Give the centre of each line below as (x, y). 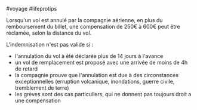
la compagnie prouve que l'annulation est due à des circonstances (97, 75)
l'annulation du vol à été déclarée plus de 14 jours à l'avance (89, 56)
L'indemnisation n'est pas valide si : (50, 45)
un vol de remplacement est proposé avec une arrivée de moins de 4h (101, 62)
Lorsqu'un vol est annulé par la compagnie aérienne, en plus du (84, 20)
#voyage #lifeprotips (32, 9)
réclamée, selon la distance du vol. (49, 33)
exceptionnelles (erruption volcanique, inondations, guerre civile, (95, 81)
